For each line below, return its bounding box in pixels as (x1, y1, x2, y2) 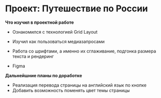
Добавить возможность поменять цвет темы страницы (12, 87, 130, 93)
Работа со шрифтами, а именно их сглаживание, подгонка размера (12, 48, 156, 54)
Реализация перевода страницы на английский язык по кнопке (12, 82, 147, 88)
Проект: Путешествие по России (5, 3, 148, 14)
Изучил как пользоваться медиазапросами (12, 38, 105, 45)
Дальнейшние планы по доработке (5, 72, 83, 78)
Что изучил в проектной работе (5, 19, 74, 25)
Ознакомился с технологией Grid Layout (12, 29, 98, 35)
